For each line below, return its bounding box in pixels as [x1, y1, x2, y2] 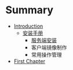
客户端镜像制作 [31, 44, 67, 51]
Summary [5, 3, 53, 17]
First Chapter [13, 57, 46, 64]
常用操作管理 [31, 51, 62, 58]
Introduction [13, 23, 43, 30]
